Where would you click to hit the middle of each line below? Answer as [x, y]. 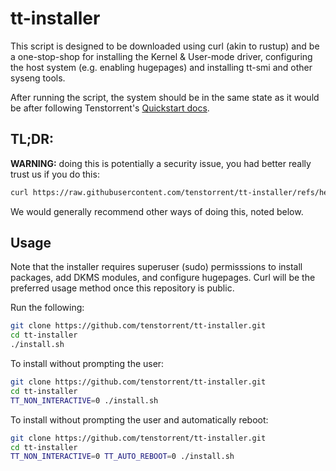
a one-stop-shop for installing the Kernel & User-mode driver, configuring [161, 56]
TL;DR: [32, 139]
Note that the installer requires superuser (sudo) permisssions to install [156, 267]
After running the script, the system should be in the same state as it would [165, 97]
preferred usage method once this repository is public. [122, 288]
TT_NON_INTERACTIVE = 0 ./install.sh [84, 400]
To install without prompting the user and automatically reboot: [139, 419]
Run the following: [47, 308]
